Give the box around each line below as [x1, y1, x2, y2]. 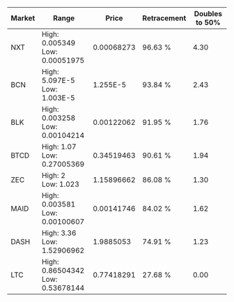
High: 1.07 [41, 142, 77, 151]
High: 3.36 [41, 228, 77, 238]
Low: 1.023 [41, 179, 80, 189]
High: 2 [41, 171, 66, 180]
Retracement [142, 13, 187, 23]
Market [10, 13, 36, 23]
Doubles [194, 9, 223, 18]
